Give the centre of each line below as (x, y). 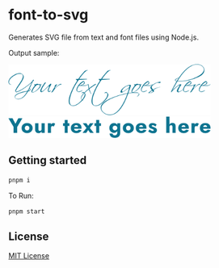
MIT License (29, 256)
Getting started (48, 160)
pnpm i (19, 180)
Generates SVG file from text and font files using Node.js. (104, 37)
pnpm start (27, 211)
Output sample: (34, 52)
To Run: (21, 195)
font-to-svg (48, 15)
